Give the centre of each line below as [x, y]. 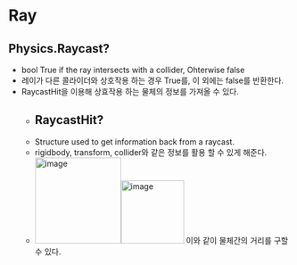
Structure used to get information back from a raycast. [135, 141]
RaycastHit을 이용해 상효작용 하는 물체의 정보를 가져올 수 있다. [130, 91]
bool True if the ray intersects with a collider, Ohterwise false [133, 70]
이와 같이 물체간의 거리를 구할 [237, 240]
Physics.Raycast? [59, 49]
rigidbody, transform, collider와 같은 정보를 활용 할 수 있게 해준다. [151, 152]
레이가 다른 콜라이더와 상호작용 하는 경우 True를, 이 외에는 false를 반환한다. [153, 80]
